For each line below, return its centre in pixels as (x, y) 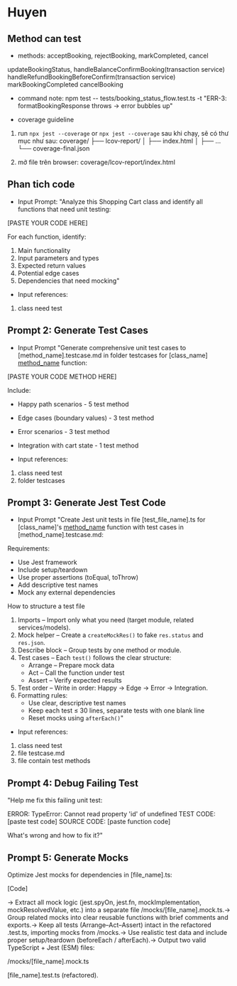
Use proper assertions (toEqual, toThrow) (78, 578)
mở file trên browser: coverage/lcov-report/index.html (97, 162)
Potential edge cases (48, 273)
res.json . (32, 643)
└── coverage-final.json (54, 148)
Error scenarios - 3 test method (64, 431)
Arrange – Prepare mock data (71, 666)
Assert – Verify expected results (75, 681)
